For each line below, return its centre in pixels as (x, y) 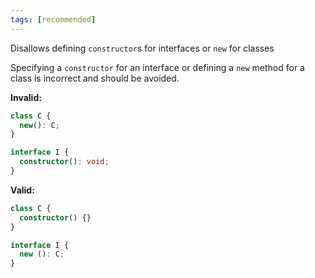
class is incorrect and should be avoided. (95, 78)
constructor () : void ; (64, 162)
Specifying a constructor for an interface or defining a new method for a (157, 67)
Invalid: (26, 97)
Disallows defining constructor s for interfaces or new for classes (142, 48)
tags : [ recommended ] (53, 19)
